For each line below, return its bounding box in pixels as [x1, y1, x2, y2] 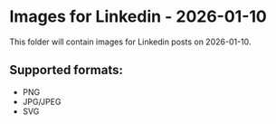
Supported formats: [9, 62, 124, 78]
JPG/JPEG [22, 96, 62, 107]
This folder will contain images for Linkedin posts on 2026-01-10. [9, 36, 252, 47]
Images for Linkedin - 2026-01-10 [9, 6, 267, 27]
